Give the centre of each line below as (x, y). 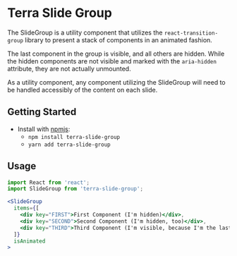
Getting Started (42, 112)
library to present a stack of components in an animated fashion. (119, 39)
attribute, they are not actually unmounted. (69, 68)
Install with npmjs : (44, 129)
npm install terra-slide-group (74, 137)
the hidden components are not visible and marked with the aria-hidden (112, 61)
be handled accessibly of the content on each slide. (83, 90)
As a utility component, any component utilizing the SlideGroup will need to (116, 82)
